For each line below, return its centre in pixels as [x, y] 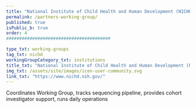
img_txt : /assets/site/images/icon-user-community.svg [74, 71]
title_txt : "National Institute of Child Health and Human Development [95, 65]
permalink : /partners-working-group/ [52, 17]
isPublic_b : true [27, 28]
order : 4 [17, 33]
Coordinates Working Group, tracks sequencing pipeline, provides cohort [94, 93]
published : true [26, 22]
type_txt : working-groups [37, 49]
